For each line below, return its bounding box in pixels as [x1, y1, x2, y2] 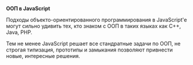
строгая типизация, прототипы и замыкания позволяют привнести [6, 46, 173, 53]
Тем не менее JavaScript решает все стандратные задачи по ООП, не [6, 40, 181, 47]
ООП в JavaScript [6, 5, 51, 12]
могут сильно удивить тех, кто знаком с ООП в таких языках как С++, [6, 23, 181, 29]
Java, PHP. [6, 29, 33, 36]
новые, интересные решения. [6, 53, 81, 59]
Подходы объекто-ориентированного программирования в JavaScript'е [6, 16, 187, 23]
